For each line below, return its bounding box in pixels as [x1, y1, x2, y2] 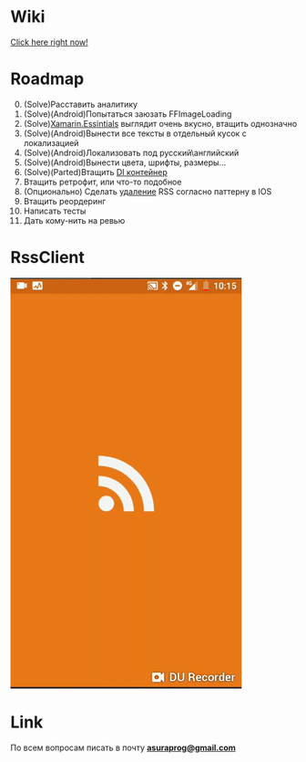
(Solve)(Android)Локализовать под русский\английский [23, 147, 240, 158]
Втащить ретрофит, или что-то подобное [23, 176, 182, 187]
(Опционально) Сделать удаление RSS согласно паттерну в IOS [23, 185, 272, 197]
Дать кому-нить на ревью [23, 214, 126, 225]
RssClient [10, 247, 86, 268]
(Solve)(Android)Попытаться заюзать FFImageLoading [23, 108, 232, 120]
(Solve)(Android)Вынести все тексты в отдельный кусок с [23, 128, 247, 139]
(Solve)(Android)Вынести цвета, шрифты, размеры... [23, 157, 227, 168]
